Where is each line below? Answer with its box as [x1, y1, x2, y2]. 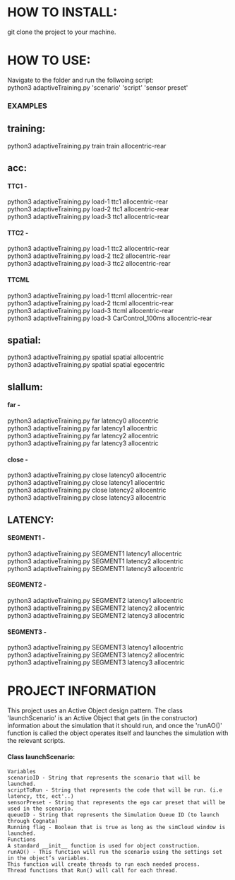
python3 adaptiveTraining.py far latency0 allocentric [7, 416, 159, 425]
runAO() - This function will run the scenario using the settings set [7, 849, 222, 856]
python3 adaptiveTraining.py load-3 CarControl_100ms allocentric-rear [7, 314, 212, 322]
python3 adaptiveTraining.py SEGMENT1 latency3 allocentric [7, 564, 183, 573]
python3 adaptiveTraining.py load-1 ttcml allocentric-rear [7, 291, 173, 300]
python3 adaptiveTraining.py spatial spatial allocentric [7, 353, 164, 361]
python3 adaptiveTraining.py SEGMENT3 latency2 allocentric [7, 651, 185, 659]
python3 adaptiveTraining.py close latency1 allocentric [7, 479, 165, 487]
